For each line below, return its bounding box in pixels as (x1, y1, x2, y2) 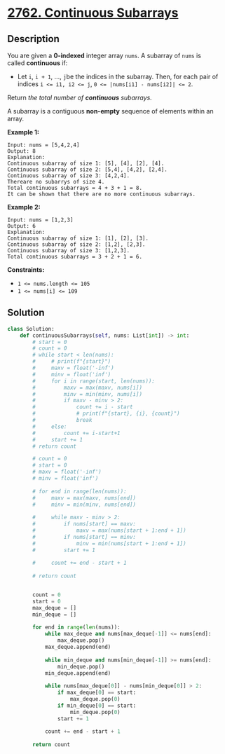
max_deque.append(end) (44, 643, 111, 651)
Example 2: (7, 203, 41, 211)
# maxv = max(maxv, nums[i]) (32, 384, 142, 391)
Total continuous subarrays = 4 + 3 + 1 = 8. (7, 184, 142, 191)
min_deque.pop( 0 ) (69, 708, 121, 715)
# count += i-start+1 (32, 430, 121, 437)
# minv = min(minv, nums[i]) (32, 390, 142, 397)
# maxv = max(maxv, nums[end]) (32, 494, 137, 502)
